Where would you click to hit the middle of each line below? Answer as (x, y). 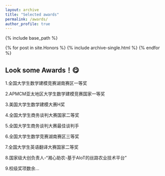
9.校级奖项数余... (22, 168)
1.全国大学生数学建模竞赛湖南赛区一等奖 (46, 83)
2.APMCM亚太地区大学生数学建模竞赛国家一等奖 (55, 94)
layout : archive (22, 10)
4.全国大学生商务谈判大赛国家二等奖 (42, 115)
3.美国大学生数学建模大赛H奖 (35, 105)
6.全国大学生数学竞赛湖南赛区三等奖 (42, 136)
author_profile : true (28, 24)
